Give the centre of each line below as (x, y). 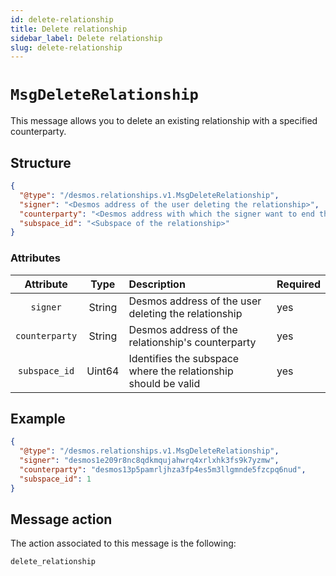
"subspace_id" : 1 (55, 479)
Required (298, 284)
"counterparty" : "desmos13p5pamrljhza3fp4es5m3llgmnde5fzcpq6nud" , (163, 469)
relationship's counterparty (192, 342)
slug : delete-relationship (66, 47)
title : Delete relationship (69, 29)
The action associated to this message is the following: (123, 543)
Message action (61, 519)
